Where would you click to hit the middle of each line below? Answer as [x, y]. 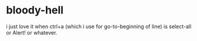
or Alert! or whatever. [32, 32]
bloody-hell [35, 10]
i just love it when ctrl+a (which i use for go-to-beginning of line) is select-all [99, 26]
